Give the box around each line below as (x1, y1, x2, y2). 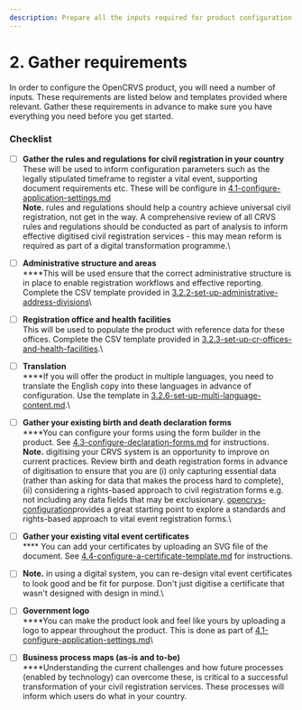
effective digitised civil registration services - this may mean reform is (22, 231, 282, 241)
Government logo (22, 605, 90, 616)
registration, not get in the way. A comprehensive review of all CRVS (22, 211, 277, 222)
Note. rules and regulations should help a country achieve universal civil (22, 202, 291, 213)
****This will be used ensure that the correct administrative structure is (22, 268, 291, 278)
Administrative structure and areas (22, 258, 157, 269)
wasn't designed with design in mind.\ (22, 587, 164, 599)
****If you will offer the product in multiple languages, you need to (22, 371, 274, 382)
